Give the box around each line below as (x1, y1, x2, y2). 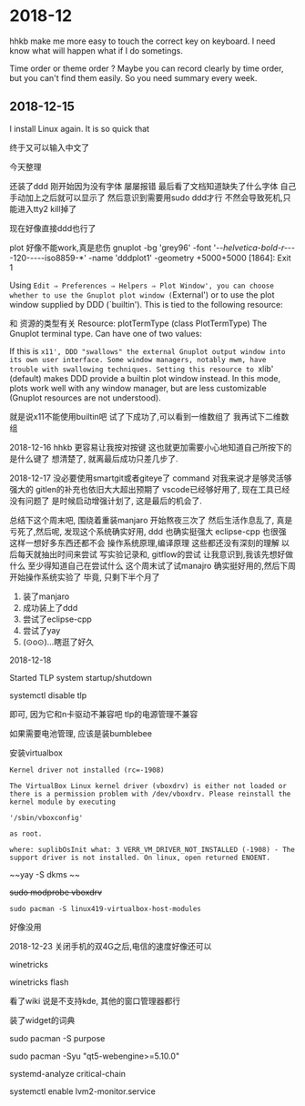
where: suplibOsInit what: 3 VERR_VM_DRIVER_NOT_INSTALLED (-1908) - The (9, 845, 296, 854)
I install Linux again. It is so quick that (9, 123, 150, 134)
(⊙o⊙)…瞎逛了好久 (22, 636, 94, 647)
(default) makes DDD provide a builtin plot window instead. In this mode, (9, 372, 280, 383)
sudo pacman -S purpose (9, 1032, 106, 1043)
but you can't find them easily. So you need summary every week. (9, 72, 258, 83)
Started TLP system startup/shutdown (9, 672, 153, 683)
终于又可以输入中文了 (9, 142, 89, 153)
